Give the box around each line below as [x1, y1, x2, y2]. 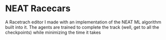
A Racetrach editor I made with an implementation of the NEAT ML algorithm [5, 19, 162, 25]
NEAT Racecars [5, 3, 71, 14]
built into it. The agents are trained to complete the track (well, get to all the [5, 24, 160, 30]
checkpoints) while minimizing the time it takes [5, 29, 101, 35]
